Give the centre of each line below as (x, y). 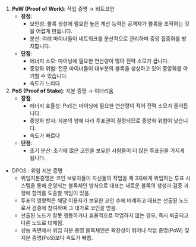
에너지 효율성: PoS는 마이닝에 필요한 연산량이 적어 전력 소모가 (101, 106)
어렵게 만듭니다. (54, 31)
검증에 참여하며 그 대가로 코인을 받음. (75, 208)
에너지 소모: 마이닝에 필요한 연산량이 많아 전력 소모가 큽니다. (99, 61)
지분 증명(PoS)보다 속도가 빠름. (57, 238)
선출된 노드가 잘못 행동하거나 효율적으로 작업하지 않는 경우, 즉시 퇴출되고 (105, 215)
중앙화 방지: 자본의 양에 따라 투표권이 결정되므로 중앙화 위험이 (101, 121)
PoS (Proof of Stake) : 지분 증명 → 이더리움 (63, 91)
